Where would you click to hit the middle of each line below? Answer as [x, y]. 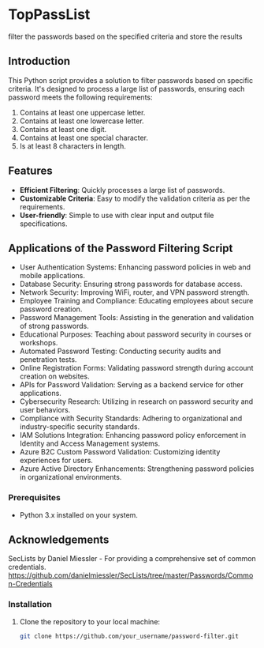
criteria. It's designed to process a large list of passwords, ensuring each [126, 89]
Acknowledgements [59, 540]
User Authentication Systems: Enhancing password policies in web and [135, 267]
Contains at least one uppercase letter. [82, 112]
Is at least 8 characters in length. [73, 146]
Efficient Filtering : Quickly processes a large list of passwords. [122, 190]
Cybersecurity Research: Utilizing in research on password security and [136, 401]
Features [30, 171]
